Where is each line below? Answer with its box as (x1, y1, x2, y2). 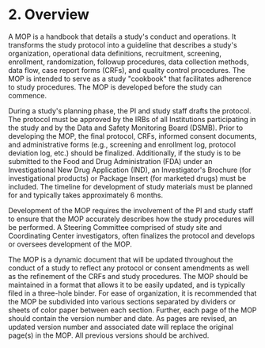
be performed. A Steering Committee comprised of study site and (8, 222, 222, 231)
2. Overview (8, 6, 89, 24)
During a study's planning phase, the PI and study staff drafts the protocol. (8, 105, 252, 116)
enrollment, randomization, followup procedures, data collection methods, (8, 57, 249, 67)
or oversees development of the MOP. (8, 239, 132, 249)
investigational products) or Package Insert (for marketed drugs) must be (8, 173, 247, 183)
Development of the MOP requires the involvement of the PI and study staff (8, 205, 253, 215)
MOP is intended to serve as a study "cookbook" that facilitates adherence (8, 74, 252, 83)
